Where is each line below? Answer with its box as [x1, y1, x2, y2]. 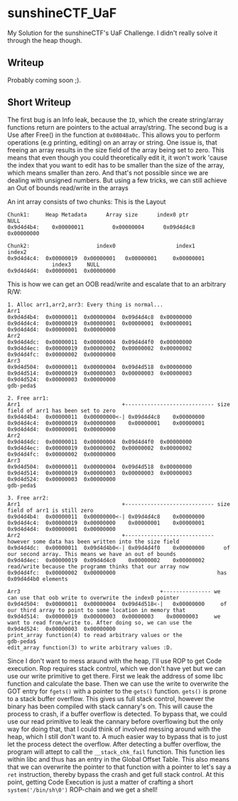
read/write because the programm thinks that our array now [7, 563, 190, 570]
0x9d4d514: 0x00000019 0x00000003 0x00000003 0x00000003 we [7, 613, 221, 620]
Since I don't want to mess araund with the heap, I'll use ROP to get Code [7, 656, 222, 665]
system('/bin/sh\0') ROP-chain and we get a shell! [7, 785, 158, 794]
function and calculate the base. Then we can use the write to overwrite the [7, 679, 229, 688]
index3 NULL [52, 261, 100, 268]
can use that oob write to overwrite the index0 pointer [7, 594, 180, 601]
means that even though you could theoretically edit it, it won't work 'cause [7, 153, 228, 162]
